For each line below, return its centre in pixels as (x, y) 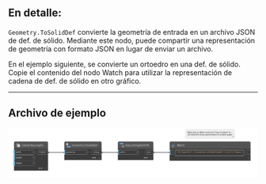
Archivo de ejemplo (57, 113)
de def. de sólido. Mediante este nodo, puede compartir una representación (132, 40)
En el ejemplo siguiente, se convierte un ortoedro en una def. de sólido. (125, 64)
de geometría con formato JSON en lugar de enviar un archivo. (111, 49)
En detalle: (35, 13)
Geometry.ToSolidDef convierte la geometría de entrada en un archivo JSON (132, 32)
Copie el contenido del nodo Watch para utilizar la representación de (120, 72)
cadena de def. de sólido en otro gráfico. (75, 81)
